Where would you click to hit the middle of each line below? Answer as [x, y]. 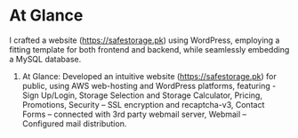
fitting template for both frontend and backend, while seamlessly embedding [149, 49]
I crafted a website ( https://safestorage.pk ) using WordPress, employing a [145, 40]
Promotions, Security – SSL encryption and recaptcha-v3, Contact [143, 104]
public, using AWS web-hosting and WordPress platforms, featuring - [149, 85]
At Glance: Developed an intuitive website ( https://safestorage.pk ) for [149, 76]
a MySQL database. [45, 59]
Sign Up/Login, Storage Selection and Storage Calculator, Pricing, [142, 95]
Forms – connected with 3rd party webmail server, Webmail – [134, 114]
